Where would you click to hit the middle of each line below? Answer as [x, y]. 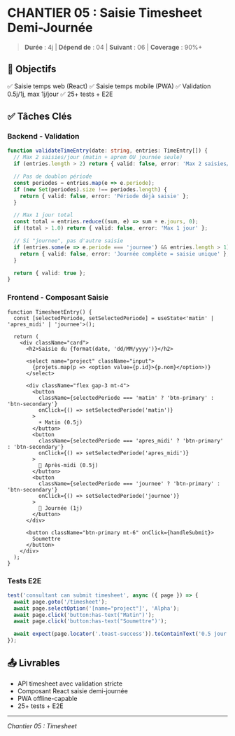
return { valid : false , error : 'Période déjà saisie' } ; [105, 196]
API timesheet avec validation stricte [70, 683]
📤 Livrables [34, 663]
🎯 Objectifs [32, 69]
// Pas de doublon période [53, 176]
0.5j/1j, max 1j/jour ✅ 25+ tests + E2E [60, 94]
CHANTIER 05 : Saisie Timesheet [105, 13]
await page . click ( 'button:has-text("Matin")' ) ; [84, 615]
